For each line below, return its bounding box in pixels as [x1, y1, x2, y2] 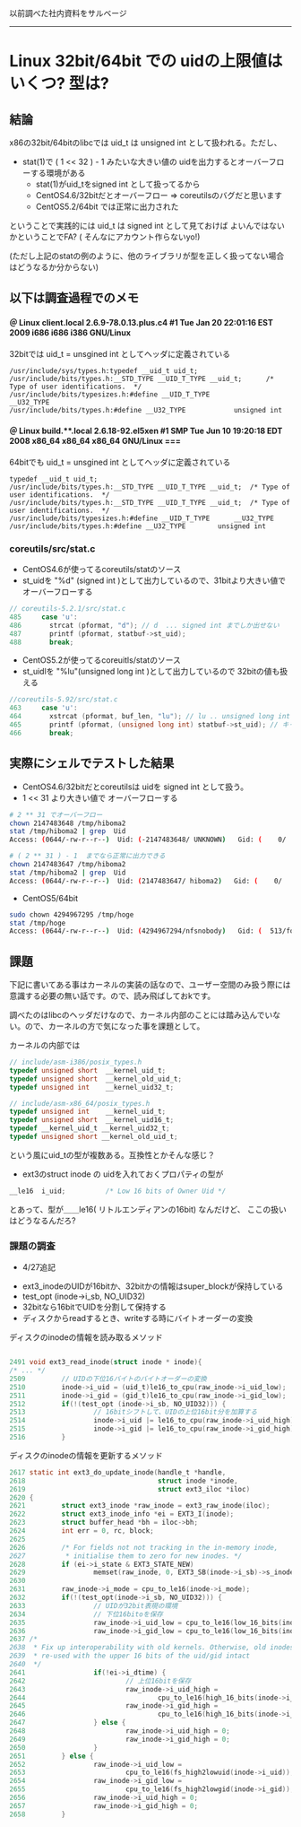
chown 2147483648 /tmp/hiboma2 [9, 819, 126, 828]
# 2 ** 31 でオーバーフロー [9, 810, 103, 819]
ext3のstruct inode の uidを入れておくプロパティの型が [21, 1169, 224, 1179]
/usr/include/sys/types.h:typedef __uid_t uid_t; [9, 366, 199, 375]
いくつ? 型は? [9, 74, 109, 94]
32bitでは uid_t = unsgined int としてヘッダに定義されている [9, 348, 231, 359]
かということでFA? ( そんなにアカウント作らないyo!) [9, 231, 201, 242]
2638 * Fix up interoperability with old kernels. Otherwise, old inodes [9, 1643, 295, 1652]
